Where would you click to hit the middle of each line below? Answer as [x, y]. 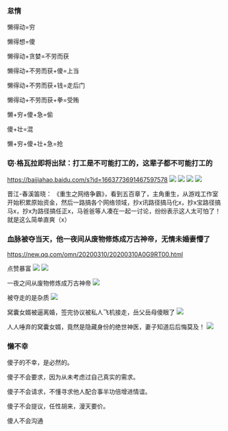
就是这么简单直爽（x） [39, 219]
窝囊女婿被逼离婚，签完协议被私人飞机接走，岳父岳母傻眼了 [91, 312]
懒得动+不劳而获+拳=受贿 [43, 100]
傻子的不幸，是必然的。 [40, 362]
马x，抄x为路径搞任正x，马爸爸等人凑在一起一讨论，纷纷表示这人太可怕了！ [114, 211]
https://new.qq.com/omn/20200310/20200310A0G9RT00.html [95, 254]
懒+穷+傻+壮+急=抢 [35, 144]
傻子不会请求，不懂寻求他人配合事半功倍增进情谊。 [79, 392]
